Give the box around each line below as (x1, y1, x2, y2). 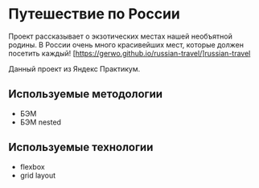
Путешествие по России (8, 5, 181, 23)
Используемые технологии (8, 141, 154, 154)
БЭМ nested (19, 117, 62, 127)
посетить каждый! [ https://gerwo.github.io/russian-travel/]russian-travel (8, 48, 251, 58)
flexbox (19, 161, 46, 171)
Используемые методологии (8, 88, 163, 101)
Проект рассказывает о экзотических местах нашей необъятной (8, 31, 233, 41)
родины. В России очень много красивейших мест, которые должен (8, 39, 244, 49)
